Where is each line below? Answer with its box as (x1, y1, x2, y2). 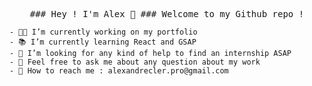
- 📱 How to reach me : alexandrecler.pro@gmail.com (9, 66, 229, 76)
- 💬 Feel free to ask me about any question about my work (9, 57, 261, 67)
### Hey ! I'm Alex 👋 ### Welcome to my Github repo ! (29, 9, 305, 19)
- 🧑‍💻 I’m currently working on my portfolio (9, 27, 198, 37)
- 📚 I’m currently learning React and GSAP (9, 37, 197, 47)
